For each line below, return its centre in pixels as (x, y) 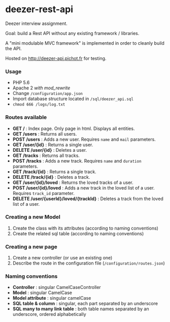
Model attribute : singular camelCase (52, 298)
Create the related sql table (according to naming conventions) (78, 233)
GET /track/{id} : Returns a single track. (54, 172)
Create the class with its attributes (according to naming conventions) (86, 228)
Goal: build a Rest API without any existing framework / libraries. (72, 33)
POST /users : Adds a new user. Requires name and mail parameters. (84, 139)
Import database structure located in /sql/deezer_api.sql (73, 99)
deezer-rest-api (39, 9)
